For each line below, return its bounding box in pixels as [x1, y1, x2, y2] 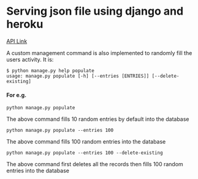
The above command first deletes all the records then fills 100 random [6, 161, 184, 168]
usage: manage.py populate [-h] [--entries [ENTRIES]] [6, 73, 150, 79]
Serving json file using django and [6, 4, 184, 18]
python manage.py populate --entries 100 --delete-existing [6, 150, 164, 156]
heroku [6, 17, 44, 31]
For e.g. [6, 91, 26, 98]
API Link [6, 37, 28, 45]
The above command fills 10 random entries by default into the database [6, 115, 189, 123]
